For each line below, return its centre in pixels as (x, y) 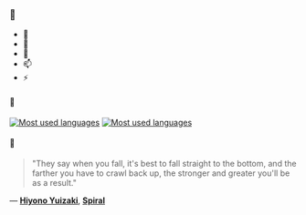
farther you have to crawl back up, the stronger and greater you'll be (161, 173)
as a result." (54, 182)
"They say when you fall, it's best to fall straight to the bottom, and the (164, 163)
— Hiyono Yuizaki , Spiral (58, 200)
